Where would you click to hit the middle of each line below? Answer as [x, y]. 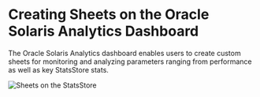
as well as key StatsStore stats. [58, 69]
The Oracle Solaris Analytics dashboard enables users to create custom [125, 53]
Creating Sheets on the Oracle [109, 15]
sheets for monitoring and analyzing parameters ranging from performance [130, 62]
